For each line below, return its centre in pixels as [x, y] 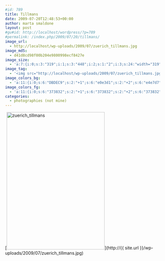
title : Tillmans [22, 14]
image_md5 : [16, 51]
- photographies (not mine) [38, 101]
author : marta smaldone [29, 23]
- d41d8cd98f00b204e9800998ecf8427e [47, 55]
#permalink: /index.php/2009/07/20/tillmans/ [52, 37]
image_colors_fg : [23, 87]
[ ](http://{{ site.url [72, 248]
